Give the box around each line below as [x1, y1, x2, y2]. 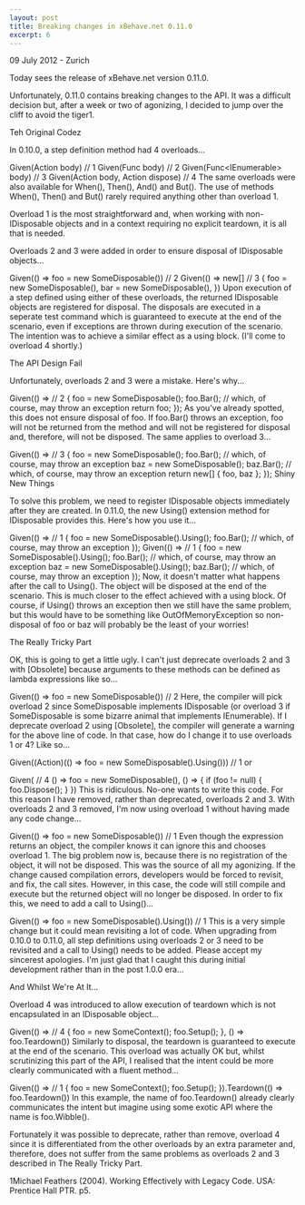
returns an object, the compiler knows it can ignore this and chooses [9, 840, 266, 851]
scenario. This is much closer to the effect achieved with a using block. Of [9, 591, 287, 602]
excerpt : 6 [9, 30, 51, 39]
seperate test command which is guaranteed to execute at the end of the [9, 311, 282, 322]
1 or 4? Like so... [9, 740, 71, 750]
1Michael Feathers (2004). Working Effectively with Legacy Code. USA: [9, 1176, 276, 1187]
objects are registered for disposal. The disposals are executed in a [9, 301, 261, 313]
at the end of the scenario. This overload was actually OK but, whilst [9, 1045, 265, 1057]
